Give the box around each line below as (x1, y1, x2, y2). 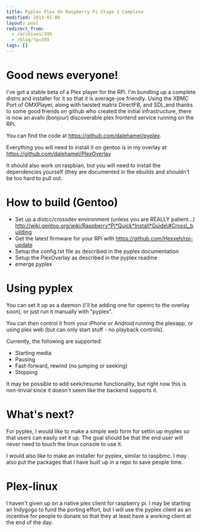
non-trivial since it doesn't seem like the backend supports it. (6, 386, 158, 393)
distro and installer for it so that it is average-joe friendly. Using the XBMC (6, 95, 189, 102)
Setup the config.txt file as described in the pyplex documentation (14, 248, 179, 255)
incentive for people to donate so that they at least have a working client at (6, 512, 191, 519)
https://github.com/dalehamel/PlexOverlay (6, 150, 111, 157)
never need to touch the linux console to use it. (6, 440, 123, 448)
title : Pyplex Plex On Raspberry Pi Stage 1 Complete (6, 8, 144, 15)
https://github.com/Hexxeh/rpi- (115, 234, 194, 242)
